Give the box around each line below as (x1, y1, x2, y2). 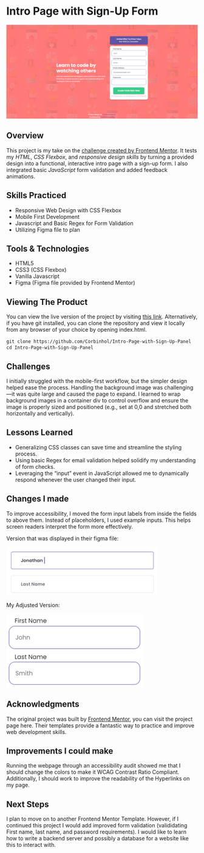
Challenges (6, 361, 50, 371)
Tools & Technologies (6, 244, 89, 254)
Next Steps (6, 799, 49, 809)
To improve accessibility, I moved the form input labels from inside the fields (6, 510, 197, 517)
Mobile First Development (15, 213, 80, 220)
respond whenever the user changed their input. (15, 476, 137, 483)
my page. (6, 782, 30, 789)
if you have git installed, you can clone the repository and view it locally (6, 319, 185, 327)
